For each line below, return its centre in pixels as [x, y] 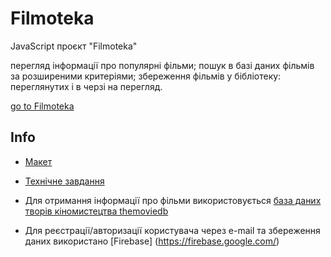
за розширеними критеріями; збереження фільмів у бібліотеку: [146, 76]
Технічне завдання [64, 181]
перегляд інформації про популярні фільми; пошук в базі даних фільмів [162, 65]
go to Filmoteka [42, 106]
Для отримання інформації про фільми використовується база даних [173, 200]
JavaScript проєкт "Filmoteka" [74, 46]
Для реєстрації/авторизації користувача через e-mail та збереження [172, 230]
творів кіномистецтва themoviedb [96, 211]
